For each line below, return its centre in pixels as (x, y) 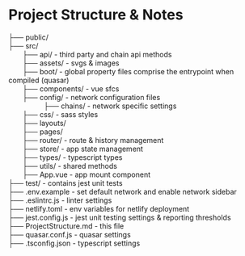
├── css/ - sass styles (61, 114)
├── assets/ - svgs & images (71, 63)
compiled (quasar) (39, 80)
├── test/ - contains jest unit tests (65, 183)
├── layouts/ (44, 123)
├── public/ (28, 37)
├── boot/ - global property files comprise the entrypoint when (129, 71)
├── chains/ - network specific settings (110, 106)
